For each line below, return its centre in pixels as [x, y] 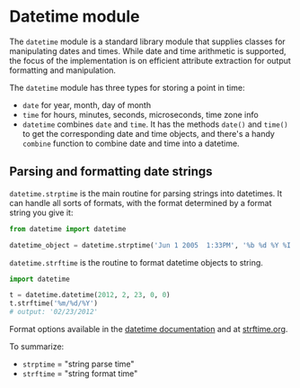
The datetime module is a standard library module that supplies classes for [147, 41]
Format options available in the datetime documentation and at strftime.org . [149, 329]
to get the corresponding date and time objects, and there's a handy [149, 133]
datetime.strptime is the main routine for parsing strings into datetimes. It [146, 193]
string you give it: [41, 212]
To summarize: [37, 347]
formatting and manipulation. [63, 70]
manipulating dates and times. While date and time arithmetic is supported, [148, 50]
